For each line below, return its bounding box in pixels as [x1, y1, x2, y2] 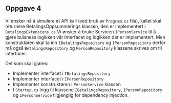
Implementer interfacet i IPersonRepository [12, 75, 104, 81]
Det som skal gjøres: [5, 60, 49, 66]
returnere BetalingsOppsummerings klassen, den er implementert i [5, 23, 146, 29]
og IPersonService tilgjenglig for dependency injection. [12, 92, 129, 98]
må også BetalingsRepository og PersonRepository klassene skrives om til [5, 45, 162, 51]
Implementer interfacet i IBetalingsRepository [12, 70, 111, 76]
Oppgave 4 [5, 4, 41, 13]
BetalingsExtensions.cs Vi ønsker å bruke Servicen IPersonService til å [5, 28, 156, 35]
